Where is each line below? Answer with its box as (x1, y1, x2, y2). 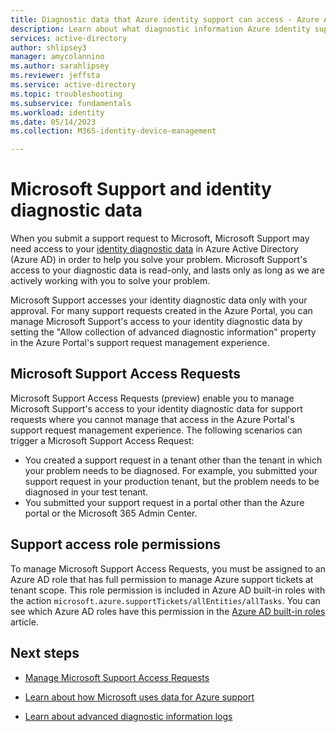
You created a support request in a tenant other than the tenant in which (24, 454, 323, 466)
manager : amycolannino (10, 52, 105, 62)
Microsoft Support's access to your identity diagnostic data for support (10, 402, 303, 415)
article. (10, 616, 39, 628)
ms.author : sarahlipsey (10, 61, 110, 71)
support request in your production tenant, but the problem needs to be (24, 475, 320, 487)
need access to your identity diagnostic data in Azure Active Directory (10, 243, 299, 255)
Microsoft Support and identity (10, 178, 272, 201)
